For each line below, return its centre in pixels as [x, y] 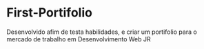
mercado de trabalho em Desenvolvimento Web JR [79, 39]
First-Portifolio [49, 13]
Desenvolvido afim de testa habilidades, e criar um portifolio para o [102, 32]
